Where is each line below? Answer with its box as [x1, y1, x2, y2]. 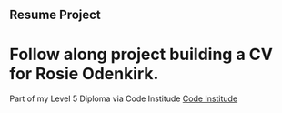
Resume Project [9, 7, 102, 23]
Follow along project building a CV [9, 44, 273, 65]
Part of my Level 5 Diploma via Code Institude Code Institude [9, 93, 238, 104]
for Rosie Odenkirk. [9, 63, 159, 84]
